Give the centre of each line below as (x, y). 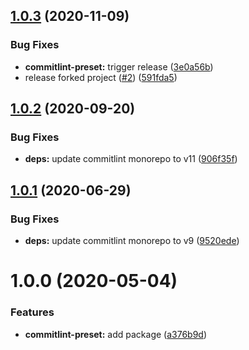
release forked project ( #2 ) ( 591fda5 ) (101, 77)
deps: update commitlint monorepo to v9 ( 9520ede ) (132, 241)
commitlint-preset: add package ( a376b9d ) (116, 334)
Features (32, 312)
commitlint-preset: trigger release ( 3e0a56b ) (119, 66)
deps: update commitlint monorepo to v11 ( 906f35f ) (131, 159)
